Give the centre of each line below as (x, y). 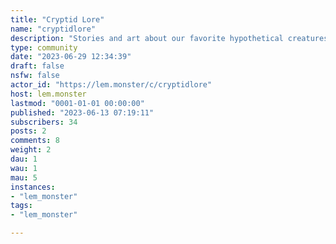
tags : (21, 206)
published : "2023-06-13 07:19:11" (82, 112)
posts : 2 (28, 131)
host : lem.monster (48, 94)
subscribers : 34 (44, 122)
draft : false (37, 66)
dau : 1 (24, 159)
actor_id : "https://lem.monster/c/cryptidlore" (111, 85)
